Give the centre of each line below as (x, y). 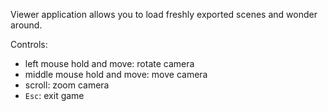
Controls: (29, 44)
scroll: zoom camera (67, 85)
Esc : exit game (54, 95)
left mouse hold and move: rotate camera (109, 63)
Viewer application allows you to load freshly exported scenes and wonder (164, 14)
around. (26, 25)
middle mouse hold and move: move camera (116, 74)
